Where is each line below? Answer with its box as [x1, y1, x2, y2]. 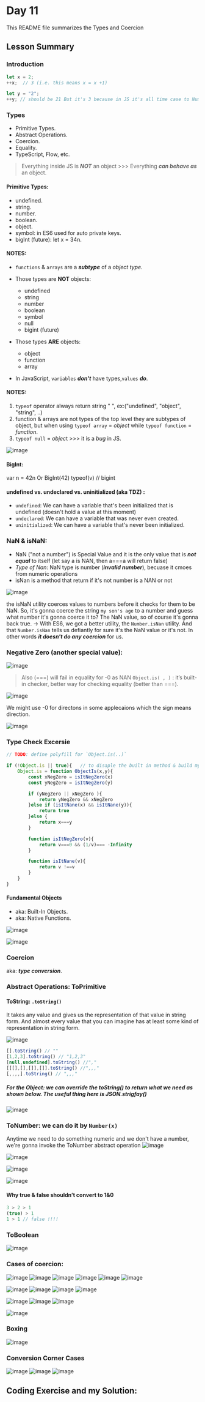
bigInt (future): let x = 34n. [15, 236, 82, 243]
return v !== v [38, 864, 75, 870]
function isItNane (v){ [28, 858, 86, 865]
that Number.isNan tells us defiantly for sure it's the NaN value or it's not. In [6, 626, 193, 633]
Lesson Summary [6, 42, 74, 52]
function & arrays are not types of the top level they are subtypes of [15, 416, 186, 423]
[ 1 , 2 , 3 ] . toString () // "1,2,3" [6, 1054, 86, 1060]
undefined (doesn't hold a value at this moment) [15, 509, 136, 516]
